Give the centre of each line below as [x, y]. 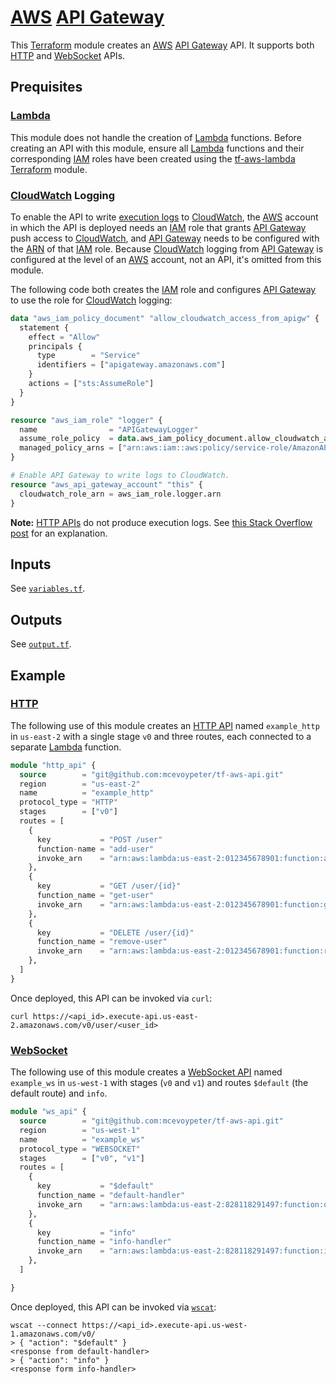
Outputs [36, 619]
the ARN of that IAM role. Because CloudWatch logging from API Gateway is [167, 248]
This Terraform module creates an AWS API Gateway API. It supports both [162, 45]
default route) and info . [59, 1093]
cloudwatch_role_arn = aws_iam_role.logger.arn [120, 494]
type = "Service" [88, 356]
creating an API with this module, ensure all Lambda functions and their [157, 148]
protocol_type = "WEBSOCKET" [80, 1149]
